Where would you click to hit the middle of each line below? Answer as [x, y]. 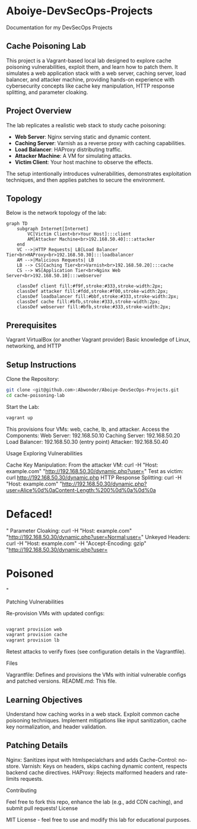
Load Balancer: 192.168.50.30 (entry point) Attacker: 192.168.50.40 [87, 442]
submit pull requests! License [42, 808]
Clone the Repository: [33, 379]
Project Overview [39, 111]
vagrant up [20, 418]
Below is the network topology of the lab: [56, 213]
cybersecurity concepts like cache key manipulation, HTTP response [90, 86]
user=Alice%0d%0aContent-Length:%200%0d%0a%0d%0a [81, 490]
